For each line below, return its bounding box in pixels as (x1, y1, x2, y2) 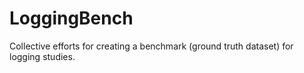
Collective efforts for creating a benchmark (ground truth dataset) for (9, 40, 294, 52)
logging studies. (9, 50, 76, 62)
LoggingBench (9, 7, 134, 30)
